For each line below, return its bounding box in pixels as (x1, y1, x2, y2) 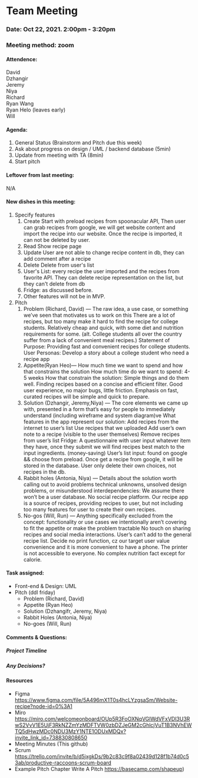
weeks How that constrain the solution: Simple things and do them (28, 374, 189, 381)
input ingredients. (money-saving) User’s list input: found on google (23, 449, 187, 457)
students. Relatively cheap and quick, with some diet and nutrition (23, 324, 184, 331)
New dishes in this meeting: (6, 198, 75, 205)
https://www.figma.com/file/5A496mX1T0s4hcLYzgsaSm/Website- (14, 696, 178, 703)
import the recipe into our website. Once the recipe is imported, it (23, 230, 183, 237)
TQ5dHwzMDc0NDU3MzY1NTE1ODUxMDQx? (14, 727, 127, 735)
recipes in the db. (23, 468, 66, 475)
